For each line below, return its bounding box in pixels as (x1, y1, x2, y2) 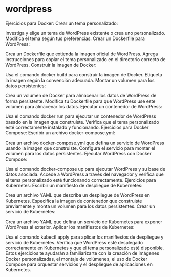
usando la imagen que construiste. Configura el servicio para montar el (5, 145, 155, 151)
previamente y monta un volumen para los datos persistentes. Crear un (5, 203, 155, 209)
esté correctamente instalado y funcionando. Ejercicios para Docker (5, 124, 149, 130)
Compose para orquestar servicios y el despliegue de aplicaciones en (5, 261, 153, 267)
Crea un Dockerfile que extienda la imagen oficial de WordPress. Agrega (5, 51, 158, 57)
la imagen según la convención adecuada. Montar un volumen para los (5, 77, 155, 83)
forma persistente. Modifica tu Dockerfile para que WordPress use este (5, 98, 156, 104)
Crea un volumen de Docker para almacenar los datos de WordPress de (5, 92, 157, 98)
